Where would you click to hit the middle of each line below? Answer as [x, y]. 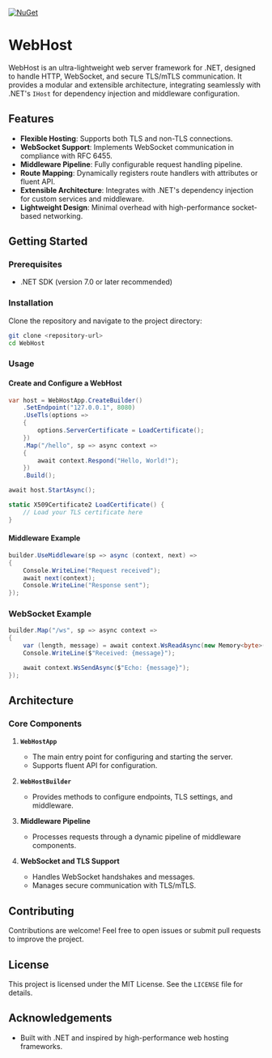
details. [21, 993]
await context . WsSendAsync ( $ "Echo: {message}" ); [106, 668]
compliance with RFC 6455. [66, 156]
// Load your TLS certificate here [83, 512]
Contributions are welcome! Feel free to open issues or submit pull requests [135, 931]
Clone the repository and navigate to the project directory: [105, 321]
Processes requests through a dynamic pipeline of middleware [136, 837]
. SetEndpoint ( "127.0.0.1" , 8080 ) [79, 408]
